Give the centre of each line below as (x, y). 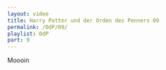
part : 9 (19, 40)
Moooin (18, 60)
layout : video (28, 14)
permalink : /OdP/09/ (38, 27)
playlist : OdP (28, 34)
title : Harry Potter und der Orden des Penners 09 (83, 21)
